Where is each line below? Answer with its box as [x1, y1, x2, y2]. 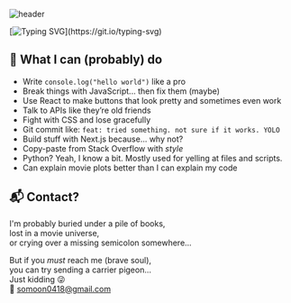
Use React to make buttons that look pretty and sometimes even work [22, 95, 282, 106]
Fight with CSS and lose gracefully [22, 114, 151, 125]
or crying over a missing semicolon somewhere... [9, 237, 192, 248]
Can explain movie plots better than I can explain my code [22, 162, 238, 173]
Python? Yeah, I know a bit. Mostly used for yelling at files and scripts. [22, 152, 283, 163]
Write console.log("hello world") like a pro [22, 76, 186, 87]
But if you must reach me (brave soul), [9, 254, 151, 265]
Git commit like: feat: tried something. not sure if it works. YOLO [22, 124, 281, 134]
